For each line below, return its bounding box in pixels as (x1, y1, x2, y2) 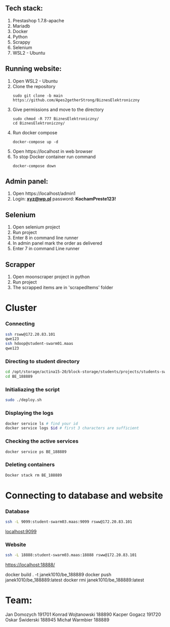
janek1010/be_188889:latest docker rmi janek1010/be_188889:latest (5, 577, 144, 583)
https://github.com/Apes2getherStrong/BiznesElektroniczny (12, 97, 140, 103)
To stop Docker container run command (12, 153, 96, 160)
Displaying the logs (5, 410, 54, 417)
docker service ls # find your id (5, 421, 78, 426)
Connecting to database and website (5, 490, 163, 501)
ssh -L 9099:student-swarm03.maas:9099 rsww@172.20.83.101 (5, 519, 133, 525)
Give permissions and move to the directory (12, 106, 104, 112)
